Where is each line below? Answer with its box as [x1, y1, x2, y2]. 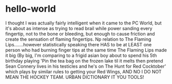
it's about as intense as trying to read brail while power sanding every [5, 25, 152, 31]
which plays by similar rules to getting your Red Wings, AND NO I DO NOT [5, 68, 162, 74]
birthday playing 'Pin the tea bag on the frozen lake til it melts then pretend [5, 58, 163, 64]
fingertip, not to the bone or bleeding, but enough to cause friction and [5, 31, 155, 37]
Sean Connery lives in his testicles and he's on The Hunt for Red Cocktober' [5, 63, 166, 69]
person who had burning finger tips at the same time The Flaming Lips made [5, 47, 167, 53]
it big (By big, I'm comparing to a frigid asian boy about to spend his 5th [5, 52, 157, 59]
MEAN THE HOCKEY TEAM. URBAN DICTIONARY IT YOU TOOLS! [5, 74, 144, 80]
